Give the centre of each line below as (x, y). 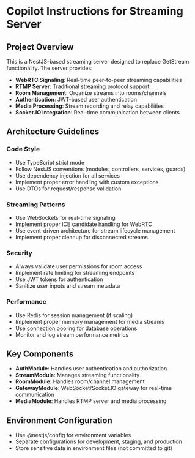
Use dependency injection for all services (68, 175)
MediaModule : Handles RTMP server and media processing (91, 401)
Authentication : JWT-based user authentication (76, 99)
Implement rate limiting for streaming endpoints (75, 273)
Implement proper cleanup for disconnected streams (82, 237)
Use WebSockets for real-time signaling (65, 217)
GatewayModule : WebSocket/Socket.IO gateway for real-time (94, 388)
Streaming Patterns (36, 205)
